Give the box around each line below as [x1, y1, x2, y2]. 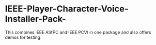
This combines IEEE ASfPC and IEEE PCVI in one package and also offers [5, 29, 151, 35]
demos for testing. [5, 34, 42, 40]
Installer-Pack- [5, 13, 66, 24]
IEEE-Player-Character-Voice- [5, 3, 129, 14]
